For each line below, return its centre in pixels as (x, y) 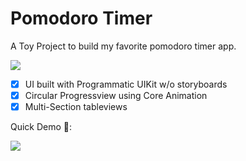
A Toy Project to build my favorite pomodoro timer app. (123, 46)
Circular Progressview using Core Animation (116, 95)
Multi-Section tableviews (76, 107)
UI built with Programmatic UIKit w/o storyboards (126, 84)
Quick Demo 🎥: (41, 127)
